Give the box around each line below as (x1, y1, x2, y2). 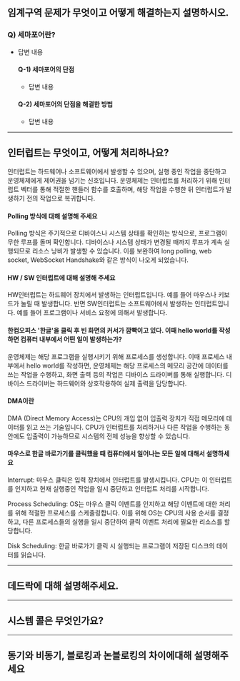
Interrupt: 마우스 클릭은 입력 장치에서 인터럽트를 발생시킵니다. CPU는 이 (7, 475, 208, 484)
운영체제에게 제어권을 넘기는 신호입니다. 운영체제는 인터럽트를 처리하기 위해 (7, 176, 218, 184)
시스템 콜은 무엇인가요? (7, 615, 104, 627)
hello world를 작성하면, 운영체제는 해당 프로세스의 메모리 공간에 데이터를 (26, 361, 229, 370)
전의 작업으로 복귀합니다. (26, 193, 96, 202)
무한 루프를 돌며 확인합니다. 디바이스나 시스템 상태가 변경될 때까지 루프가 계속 (7, 238, 223, 246)
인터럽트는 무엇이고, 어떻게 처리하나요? (7, 147, 169, 159)
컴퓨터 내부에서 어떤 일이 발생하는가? (20, 335, 123, 343)
